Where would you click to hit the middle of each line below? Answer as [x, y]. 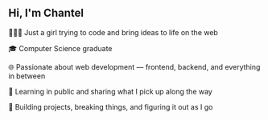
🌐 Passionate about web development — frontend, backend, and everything [134, 66]
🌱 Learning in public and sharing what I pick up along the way [111, 91]
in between [27, 76]
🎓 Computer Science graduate [60, 48]
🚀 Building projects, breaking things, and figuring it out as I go [111, 106]
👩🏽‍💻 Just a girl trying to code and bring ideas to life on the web [113, 32]
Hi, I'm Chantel [46, 13]
